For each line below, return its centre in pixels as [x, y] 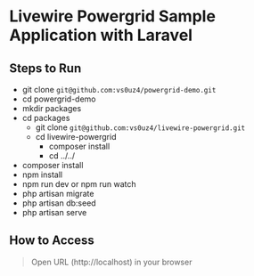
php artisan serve [54, 212]
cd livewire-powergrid [76, 137]
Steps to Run [45, 68]
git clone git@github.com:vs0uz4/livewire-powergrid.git [140, 127]
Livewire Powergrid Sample [113, 16]
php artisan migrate [58, 194]
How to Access [52, 241]
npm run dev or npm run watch [79, 184]
